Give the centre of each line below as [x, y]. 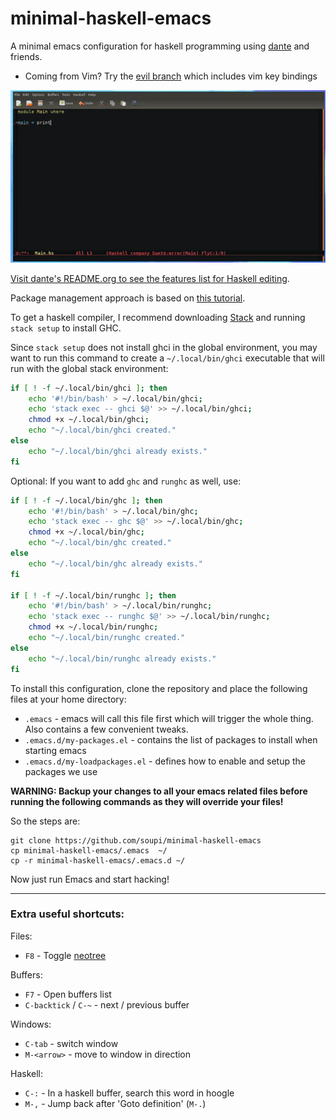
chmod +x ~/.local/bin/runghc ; [93, 627]
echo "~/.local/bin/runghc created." [107, 638]
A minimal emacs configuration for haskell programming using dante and [160, 46]
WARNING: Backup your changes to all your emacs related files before [159, 791]
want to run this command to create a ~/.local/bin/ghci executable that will [167, 358]
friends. [26, 56]
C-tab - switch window [71, 1043]
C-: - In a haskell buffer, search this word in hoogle [129, 1093]
